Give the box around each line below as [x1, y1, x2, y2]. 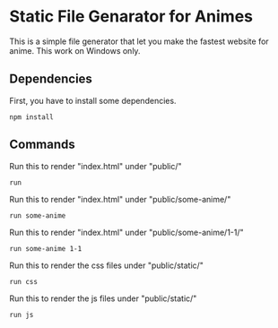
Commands [9, 137, 76, 152]
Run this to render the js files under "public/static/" [9, 293, 197, 304]
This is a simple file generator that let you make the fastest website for [9, 36, 269, 47]
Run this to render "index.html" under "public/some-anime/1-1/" [9, 227, 244, 237]
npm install [9, 112, 54, 122]
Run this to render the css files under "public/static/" [9, 260, 204, 271]
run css [9, 277, 39, 286]
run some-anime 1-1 [9, 244, 83, 253]
